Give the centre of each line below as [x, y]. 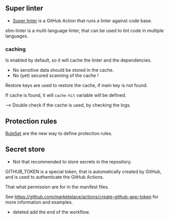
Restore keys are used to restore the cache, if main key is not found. [77, 86]
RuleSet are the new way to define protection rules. [59, 133]
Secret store [25, 149]
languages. [17, 36]
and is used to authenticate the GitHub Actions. [55, 177]
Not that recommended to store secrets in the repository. [72, 161]
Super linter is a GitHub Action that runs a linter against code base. [82, 20]
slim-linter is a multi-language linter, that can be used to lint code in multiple [84, 31]
